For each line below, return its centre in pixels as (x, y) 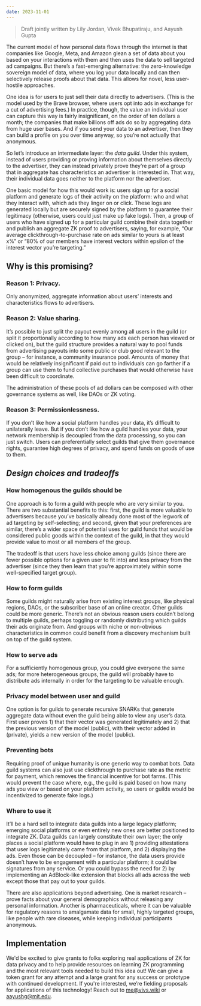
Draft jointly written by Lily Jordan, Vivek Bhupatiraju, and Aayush (102, 29)
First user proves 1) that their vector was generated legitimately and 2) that (98, 722)
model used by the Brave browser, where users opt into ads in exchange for (100, 103)
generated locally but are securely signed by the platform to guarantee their (100, 209)
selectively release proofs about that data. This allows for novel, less (91, 79)
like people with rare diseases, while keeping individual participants (89, 918)
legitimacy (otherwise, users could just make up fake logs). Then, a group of (100, 215)
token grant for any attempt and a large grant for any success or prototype (98, 977)
